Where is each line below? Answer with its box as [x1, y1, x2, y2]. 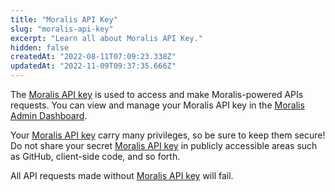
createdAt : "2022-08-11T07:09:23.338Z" [10, 52, 177, 62]
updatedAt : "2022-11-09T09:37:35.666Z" [10, 61, 177, 71]
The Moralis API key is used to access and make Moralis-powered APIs [10, 89, 304, 100]
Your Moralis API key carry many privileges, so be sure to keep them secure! [10, 129, 326, 141]
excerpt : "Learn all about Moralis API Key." [10, 33, 203, 43]
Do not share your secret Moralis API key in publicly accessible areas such [10, 140, 318, 151]
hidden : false [10, 42, 70, 53]
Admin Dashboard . [10, 110, 88, 121]
